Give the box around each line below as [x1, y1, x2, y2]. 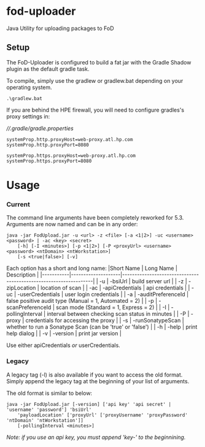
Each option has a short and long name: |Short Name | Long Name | [6, 265, 178, 272]
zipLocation [6, 284, 36, 292]
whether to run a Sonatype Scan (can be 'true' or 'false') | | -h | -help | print [6, 323, 198, 330]
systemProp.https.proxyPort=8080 [6, 158, 92, 164]
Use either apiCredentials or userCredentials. [6, 342, 121, 349]
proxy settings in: [6, 112, 50, 120]
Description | [6, 271, 39, 278]
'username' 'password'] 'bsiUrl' [6, 407, 92, 413]
